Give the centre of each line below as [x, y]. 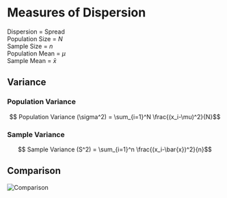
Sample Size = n [30, 46]
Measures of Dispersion [77, 13]
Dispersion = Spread [36, 32]
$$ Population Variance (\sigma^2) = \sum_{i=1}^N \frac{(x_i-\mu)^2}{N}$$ [115, 116]
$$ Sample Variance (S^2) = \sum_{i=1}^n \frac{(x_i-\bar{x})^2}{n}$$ [115, 149]
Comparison [34, 171]
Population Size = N [35, 38]
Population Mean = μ [37, 53]
